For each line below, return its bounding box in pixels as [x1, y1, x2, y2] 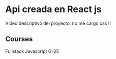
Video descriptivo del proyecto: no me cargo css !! [5, 20, 111, 26]
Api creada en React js [5, 4, 102, 15]
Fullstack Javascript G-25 [5, 48, 60, 54]
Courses [5, 35, 33, 43]
